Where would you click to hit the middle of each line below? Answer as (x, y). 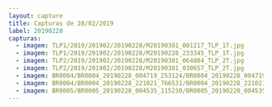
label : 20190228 (36, 31)
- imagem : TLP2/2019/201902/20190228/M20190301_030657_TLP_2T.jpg (130, 68)
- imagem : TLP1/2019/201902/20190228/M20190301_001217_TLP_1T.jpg (130, 46)
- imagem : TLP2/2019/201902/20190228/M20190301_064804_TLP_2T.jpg (130, 61)
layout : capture (36, 16)
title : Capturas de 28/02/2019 (61, 23)
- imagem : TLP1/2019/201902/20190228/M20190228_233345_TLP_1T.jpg (130, 53)
